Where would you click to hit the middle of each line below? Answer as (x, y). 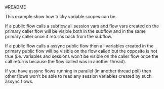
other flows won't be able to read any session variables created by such (78, 76)
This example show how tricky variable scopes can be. (61, 16)
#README (16, 7)
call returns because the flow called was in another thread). (66, 61)
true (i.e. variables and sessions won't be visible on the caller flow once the (82, 56)
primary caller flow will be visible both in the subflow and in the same (75, 31)
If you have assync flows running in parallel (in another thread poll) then (78, 71)
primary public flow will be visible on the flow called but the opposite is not (81, 51)
